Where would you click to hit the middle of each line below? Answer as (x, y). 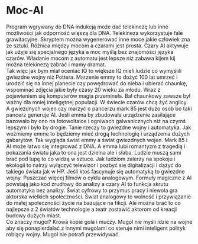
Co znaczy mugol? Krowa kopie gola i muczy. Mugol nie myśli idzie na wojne (99, 221)
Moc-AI (25, 10)
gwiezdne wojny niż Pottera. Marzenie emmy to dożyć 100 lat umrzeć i (92, 77)
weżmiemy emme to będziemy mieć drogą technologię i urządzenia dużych (98, 133)
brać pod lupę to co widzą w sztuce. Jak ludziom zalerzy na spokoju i (91, 159)
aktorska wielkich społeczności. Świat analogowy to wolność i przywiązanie (98, 197)
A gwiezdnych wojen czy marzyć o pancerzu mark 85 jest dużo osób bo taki (99, 108)
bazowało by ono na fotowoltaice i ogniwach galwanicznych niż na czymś (96, 121)
